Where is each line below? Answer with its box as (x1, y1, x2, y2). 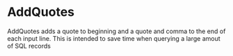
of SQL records (7, 41, 51, 50)
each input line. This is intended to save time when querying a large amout (7, 34, 220, 42)
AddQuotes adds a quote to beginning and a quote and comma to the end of (7, 27, 226, 35)
